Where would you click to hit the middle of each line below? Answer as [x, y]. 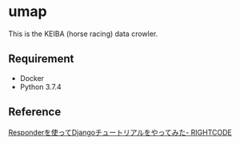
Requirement [41, 59]
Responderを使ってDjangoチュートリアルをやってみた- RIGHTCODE [120, 132]
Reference [35, 112]
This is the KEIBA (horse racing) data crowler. [83, 34]
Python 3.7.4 [40, 87]
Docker [32, 78]
